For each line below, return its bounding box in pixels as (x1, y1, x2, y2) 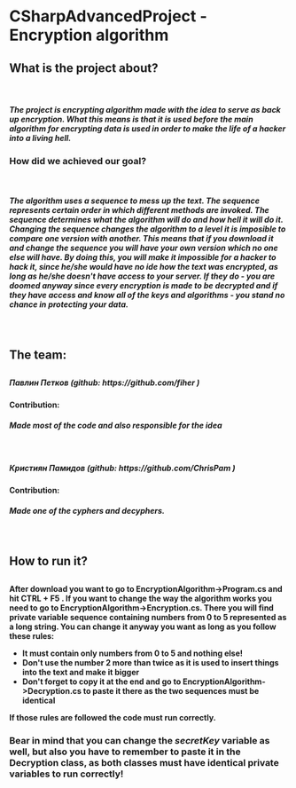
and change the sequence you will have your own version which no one (9, 242, 279, 253)
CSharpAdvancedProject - (9, 6, 208, 27)
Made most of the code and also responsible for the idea (9, 420, 222, 431)
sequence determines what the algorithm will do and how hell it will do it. (9, 214, 284, 225)
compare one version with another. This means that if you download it (9, 232, 274, 243)
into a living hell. (9, 132, 72, 143)
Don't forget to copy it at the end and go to (21, 676, 182, 687)
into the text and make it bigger (21, 667, 140, 678)
